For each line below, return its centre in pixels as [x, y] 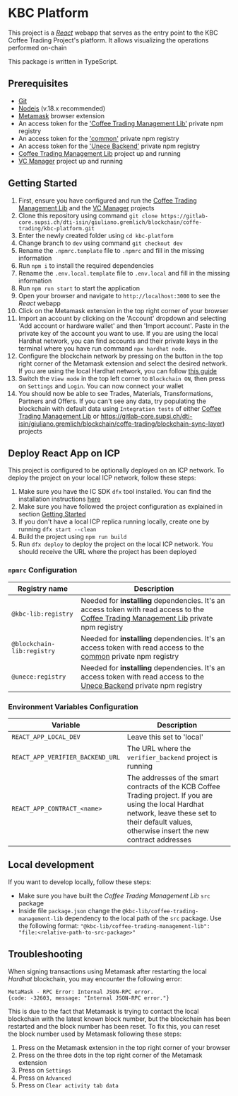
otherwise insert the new [168, 830]
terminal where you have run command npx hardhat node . [102, 348]
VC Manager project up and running [70, 161]
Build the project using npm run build [72, 537]
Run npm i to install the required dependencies [86, 265]
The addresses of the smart [173, 777]
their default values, [160, 822]
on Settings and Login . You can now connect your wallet [101, 386]
